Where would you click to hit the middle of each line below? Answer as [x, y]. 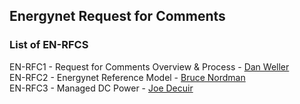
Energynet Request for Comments [117, 16]
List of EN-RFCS [49, 45]
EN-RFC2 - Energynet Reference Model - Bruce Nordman [127, 77]
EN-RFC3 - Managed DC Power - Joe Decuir [101, 88]
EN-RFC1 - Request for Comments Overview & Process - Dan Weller [149, 66]
